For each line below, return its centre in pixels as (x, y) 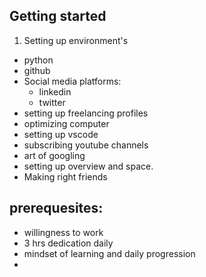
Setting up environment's (76, 40)
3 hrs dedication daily (68, 243)
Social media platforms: (72, 81)
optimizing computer (66, 123)
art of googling (54, 155)
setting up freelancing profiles (86, 113)
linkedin (55, 91)
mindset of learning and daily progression (109, 253)
